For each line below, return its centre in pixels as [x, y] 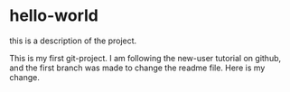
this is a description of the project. [73, 41]
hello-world [54, 16]
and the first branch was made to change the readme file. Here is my [137, 68]
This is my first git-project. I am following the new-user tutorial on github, [145, 58]
